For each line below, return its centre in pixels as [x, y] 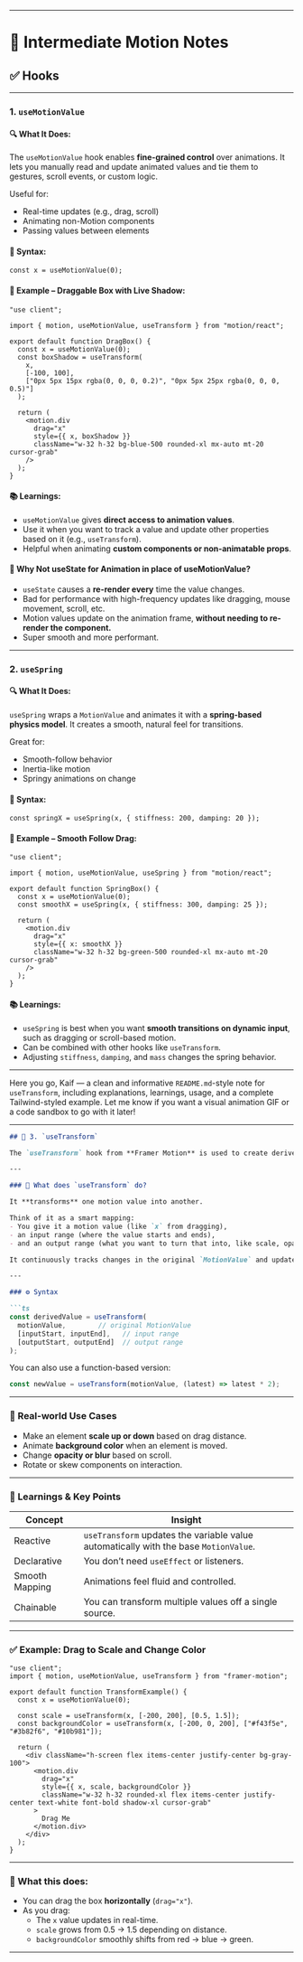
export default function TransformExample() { [98, 1692]
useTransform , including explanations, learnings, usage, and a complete [142, 1092]
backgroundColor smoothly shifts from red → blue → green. [145, 1939]
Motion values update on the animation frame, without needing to [145, 618]
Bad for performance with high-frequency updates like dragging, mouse [156, 598]
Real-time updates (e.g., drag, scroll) [91, 211]
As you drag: [46, 1910]
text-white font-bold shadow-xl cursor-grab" [124, 1803]
